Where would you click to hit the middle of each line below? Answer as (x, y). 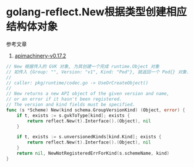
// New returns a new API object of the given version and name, (88, 94)
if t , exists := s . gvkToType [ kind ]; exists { (73, 115)
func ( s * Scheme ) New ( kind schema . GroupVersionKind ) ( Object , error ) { (96, 110)
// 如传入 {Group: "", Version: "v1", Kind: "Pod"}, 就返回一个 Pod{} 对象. (98, 72)
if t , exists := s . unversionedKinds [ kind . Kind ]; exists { (89, 137)
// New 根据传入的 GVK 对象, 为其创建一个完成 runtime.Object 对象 (83, 66)
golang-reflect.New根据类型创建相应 (96, 12)
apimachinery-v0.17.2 (40, 56)
